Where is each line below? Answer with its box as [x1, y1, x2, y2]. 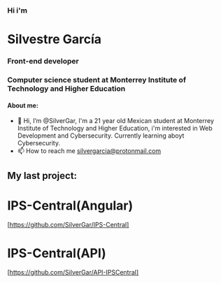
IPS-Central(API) [7, 245, 106, 261]
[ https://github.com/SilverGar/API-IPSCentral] [7, 268, 139, 277]
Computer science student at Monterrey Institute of [7, 75, 187, 85]
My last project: [7, 170, 78, 182]
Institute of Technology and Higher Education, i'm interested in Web [17, 124, 213, 133]
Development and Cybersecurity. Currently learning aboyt [17, 131, 185, 140]
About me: [7, 101, 38, 110]
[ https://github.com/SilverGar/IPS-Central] [7, 221, 129, 229]
